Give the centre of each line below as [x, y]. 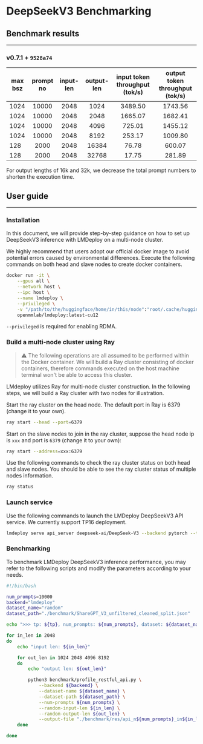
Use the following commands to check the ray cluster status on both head [98, 463]
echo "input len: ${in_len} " [54, 646]
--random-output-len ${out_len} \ [82, 714]
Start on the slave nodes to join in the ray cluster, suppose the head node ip [100, 434]
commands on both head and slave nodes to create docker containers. [94, 264]
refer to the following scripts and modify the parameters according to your [99, 568]
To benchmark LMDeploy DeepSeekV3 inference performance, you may [96, 562]
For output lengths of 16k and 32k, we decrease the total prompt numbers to [101, 170]
